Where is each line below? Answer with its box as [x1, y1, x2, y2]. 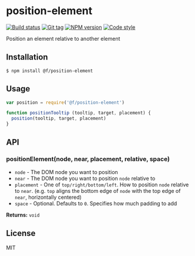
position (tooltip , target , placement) [11, 116, 107, 122]
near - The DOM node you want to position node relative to [14, 175, 156, 182]
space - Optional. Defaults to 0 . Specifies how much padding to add [14, 199, 177, 207]
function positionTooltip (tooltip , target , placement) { [6, 110, 151, 116]
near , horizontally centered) [14, 193, 82, 201]
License [6, 228, 36, 238]
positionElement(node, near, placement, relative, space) [6, 155, 170, 163]
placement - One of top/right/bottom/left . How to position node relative [14, 181, 189, 188]
